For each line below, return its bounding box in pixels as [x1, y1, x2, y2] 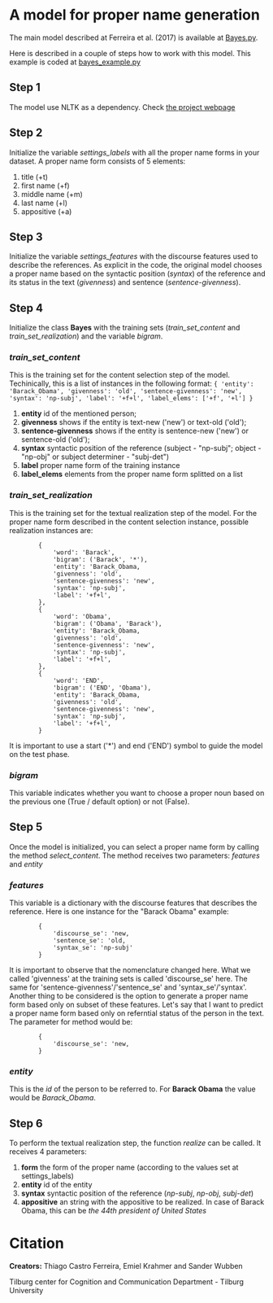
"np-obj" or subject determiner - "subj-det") [20, 452, 170, 461]
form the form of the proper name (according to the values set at [20, 1162, 239, 1173]
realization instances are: [9, 525, 93, 535]
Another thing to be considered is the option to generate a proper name [9, 991, 249, 1001]
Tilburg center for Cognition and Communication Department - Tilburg [9, 1277, 245, 1287]
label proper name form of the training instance [20, 461, 180, 470]
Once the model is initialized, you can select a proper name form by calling [9, 842, 259, 851]
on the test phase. [9, 749, 70, 759]
